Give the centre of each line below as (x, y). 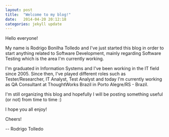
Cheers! (13, 119)
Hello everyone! (22, 38)
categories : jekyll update (34, 24)
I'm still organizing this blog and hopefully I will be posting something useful (84, 94)
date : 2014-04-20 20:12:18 (36, 19)
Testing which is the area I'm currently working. (55, 59)
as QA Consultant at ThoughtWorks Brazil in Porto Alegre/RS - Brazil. (77, 85)
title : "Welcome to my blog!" (38, 15)
